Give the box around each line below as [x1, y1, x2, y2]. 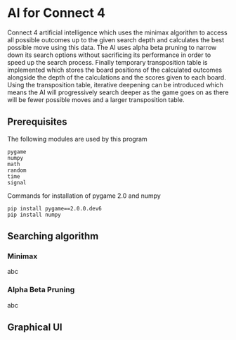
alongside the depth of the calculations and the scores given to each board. [7, 73, 226, 82]
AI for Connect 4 [7, 5, 105, 21]
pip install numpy [7, 211, 61, 218]
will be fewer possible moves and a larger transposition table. [7, 95, 185, 103]
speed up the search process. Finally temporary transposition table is [7, 58, 209, 66]
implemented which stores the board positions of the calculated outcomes [7, 65, 223, 74]
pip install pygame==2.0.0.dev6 [7, 205, 102, 212]
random [7, 167, 27, 174]
